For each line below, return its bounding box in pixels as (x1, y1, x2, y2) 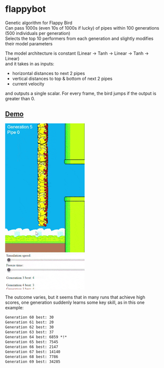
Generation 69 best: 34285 (5, 359, 61, 364)
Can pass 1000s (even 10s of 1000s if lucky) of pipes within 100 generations (5, 25, 160, 31)
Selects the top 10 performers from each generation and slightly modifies (5, 36, 154, 41)
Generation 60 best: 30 (5, 315, 54, 320)
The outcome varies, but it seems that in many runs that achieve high (5, 294, 145, 300)
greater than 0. (5, 95, 35, 102)
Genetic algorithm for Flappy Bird (5, 20, 72, 26)
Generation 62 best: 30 (5, 325, 54, 330)
